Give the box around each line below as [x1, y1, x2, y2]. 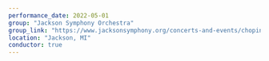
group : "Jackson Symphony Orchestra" [8, 19, 134, 27]
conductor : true [8, 41, 62, 49]
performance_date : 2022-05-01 [8, 11, 110, 20]
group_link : [8, 26, 48, 34]
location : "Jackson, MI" [8, 33, 91, 42]
